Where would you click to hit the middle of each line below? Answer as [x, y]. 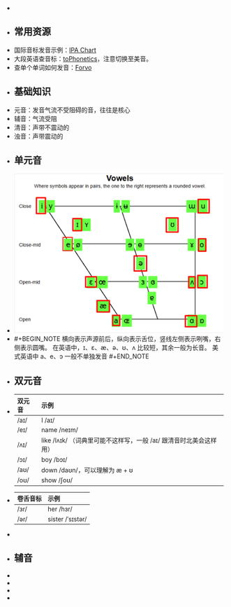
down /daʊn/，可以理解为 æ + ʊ [87, 470]
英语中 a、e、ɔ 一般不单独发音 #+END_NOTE [85, 356]
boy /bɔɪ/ [54, 459]
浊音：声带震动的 [38, 136]
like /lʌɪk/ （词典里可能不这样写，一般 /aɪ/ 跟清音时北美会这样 [129, 440]
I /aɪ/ [48, 420]
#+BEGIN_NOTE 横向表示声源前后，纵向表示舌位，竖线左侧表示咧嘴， [114, 339]
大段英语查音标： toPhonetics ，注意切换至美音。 [83, 58]
